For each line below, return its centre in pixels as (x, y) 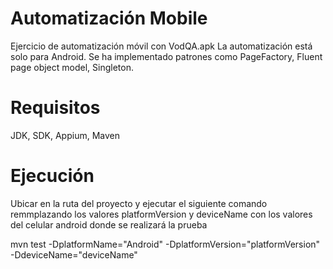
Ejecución (52, 176)
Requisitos (55, 108)
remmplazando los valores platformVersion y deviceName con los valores (161, 214)
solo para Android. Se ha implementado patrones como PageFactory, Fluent (166, 56)
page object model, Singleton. (72, 67)
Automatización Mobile (109, 18)
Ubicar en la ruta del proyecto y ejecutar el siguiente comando (139, 203)
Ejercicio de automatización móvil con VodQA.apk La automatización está (161, 46)
